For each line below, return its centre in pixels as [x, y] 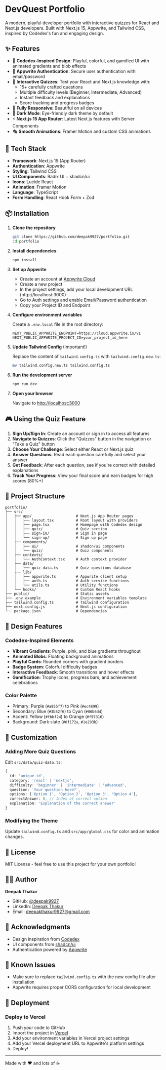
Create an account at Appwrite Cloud [57, 279]
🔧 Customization [31, 737]
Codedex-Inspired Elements [40, 640]
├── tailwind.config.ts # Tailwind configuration [67, 603]
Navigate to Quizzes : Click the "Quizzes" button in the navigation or [82, 438]
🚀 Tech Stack [26, 149]
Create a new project [41, 284]
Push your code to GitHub [39, 1028]
